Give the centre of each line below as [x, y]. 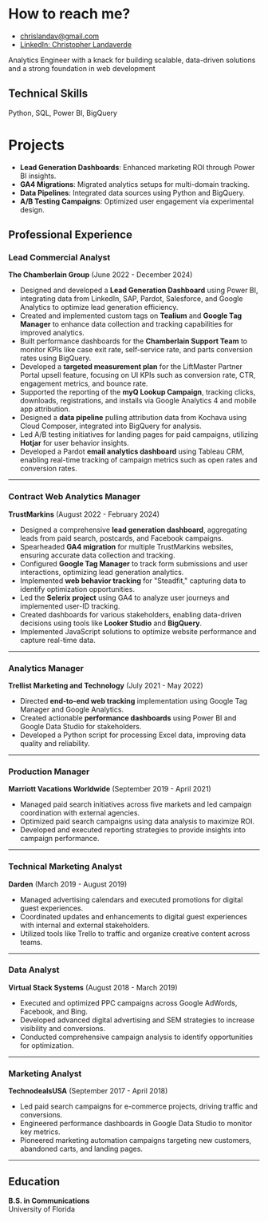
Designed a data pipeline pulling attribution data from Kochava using [133, 418]
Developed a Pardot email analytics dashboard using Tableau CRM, [132, 451]
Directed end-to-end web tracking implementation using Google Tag [134, 700]
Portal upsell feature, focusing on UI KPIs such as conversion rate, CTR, [138, 375]
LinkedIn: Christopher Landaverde [76, 44]
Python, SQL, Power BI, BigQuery [63, 113]
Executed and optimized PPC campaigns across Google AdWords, [128, 1002]
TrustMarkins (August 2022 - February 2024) [84, 514]
